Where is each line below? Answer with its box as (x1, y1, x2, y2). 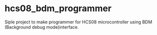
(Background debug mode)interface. (4, 24, 79, 30)
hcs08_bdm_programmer (4, 3, 112, 14)
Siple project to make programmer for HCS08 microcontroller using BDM (4, 19, 153, 25)
